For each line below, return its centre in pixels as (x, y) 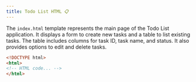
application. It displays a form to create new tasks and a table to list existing (98, 34)
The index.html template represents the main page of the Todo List (88, 28)
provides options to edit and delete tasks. (56, 47)
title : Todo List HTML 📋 (38, 11)
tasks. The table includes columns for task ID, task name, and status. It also (98, 40)
